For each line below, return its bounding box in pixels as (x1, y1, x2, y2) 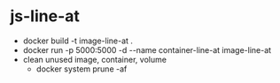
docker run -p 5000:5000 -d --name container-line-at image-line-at (22, 44, 272, 55)
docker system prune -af (35, 64, 128, 74)
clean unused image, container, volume (22, 54, 167, 64)
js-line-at (10, 6, 81, 26)
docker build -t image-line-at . (22, 35, 134, 46)
